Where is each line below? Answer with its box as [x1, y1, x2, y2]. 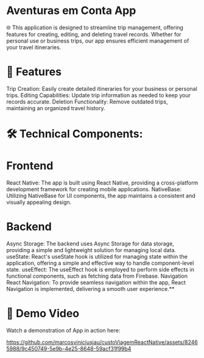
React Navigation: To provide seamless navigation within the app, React [6, 278, 186, 286]
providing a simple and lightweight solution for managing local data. [6, 246, 177, 253]
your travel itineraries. [6, 43, 62, 51]
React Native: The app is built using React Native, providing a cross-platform [6, 179, 199, 186]
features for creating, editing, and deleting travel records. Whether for [6, 30, 181, 38]
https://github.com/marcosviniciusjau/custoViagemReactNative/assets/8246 [6, 339, 198, 346]
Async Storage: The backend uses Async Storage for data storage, [6, 240, 175, 247]
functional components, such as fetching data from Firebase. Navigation [6, 272, 188, 279]
